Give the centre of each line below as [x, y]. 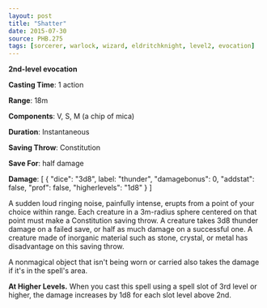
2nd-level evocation [43, 69]
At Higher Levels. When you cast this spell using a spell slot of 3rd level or [133, 287]
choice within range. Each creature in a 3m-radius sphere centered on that [133, 212]
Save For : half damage [46, 164]
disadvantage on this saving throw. [66, 246]
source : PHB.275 [36, 38]
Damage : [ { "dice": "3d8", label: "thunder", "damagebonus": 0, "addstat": [131, 179]
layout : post [30, 16]
